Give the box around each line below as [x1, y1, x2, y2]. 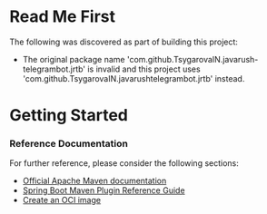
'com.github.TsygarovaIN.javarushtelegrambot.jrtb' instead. [22, 73, 245, 83]
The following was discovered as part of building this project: [9, 36, 239, 47]
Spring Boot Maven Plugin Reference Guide [22, 185, 185, 196]
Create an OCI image [22, 195, 102, 206]
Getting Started [9, 105, 129, 126]
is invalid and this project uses [87, 63, 202, 74]
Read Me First [9, 6, 116, 27]
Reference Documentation [9, 138, 129, 151]
